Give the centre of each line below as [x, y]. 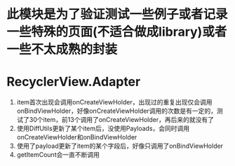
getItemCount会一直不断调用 [58, 155]
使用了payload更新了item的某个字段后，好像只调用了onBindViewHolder [120, 146]
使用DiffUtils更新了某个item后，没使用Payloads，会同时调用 [103, 129]
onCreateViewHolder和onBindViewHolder [77, 137]
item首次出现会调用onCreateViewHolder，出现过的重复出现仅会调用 [114, 102]
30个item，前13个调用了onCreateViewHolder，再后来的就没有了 [122, 120]
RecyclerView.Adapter [74, 82]
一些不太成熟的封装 [62, 49]
